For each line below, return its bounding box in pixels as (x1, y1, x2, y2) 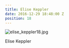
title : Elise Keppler (5, 7, 49, 12)
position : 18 (5, 16, 32, 21)
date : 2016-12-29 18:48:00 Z (5, 12, 64, 16)
